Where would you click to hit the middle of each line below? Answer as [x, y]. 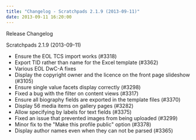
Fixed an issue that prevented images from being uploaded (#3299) [96, 118]
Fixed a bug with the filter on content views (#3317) [76, 93]
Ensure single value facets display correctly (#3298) [78, 87]
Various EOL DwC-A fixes [45, 68]
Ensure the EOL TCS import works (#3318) [66, 56]
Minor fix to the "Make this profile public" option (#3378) [83, 124]
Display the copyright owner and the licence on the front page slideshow [102, 75]
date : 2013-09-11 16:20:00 [39, 17]
